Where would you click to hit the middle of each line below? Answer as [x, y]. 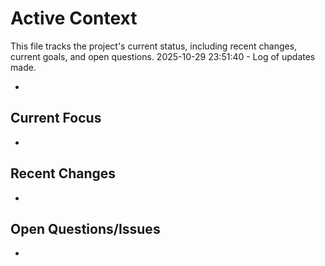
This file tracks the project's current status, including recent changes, [154, 46]
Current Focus [56, 118]
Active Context [74, 18]
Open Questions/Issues [85, 228]
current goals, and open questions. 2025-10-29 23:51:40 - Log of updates [163, 56]
